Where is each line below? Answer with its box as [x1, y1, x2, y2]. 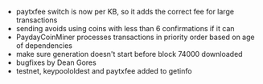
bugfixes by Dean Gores [15, 58, 97, 67]
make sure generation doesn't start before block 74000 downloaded [15, 50, 243, 58]
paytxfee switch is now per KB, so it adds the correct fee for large [15, 7, 235, 16]
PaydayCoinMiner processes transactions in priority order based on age [15, 32, 255, 42]
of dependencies [15, 41, 72, 50]
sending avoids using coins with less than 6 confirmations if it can [15, 24, 235, 33]
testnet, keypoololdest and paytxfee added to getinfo [15, 66, 192, 75]
